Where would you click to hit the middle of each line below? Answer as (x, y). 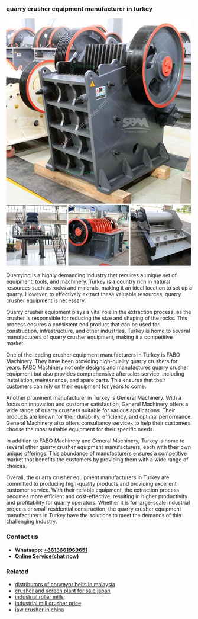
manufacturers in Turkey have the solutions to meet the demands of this (94, 515)
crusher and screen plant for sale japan (62, 591)
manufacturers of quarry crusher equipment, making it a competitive (90, 337)
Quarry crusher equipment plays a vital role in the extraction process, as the (99, 312)
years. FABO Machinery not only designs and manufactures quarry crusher (98, 368)
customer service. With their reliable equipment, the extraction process (93, 490)
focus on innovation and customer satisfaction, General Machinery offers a (97, 404)
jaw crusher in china (39, 610)
